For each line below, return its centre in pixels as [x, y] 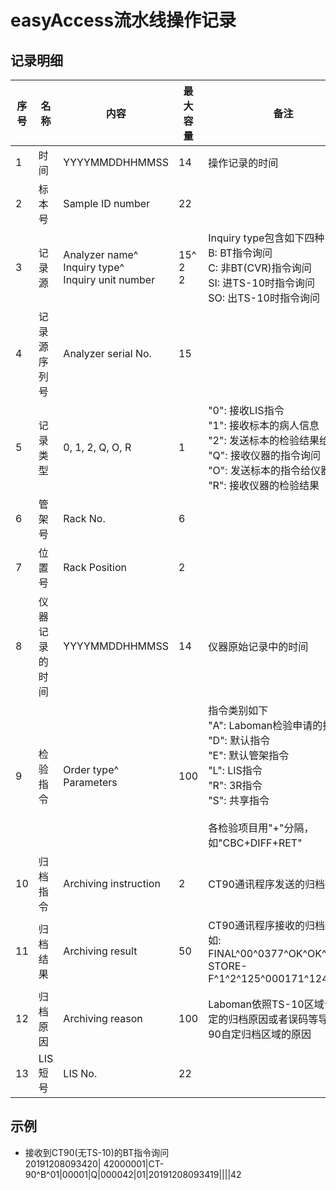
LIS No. [80, 1073]
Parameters [90, 782]
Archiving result [100, 951]
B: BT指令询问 [240, 253]
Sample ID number [107, 203]
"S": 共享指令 [239, 800]
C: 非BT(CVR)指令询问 [260, 268]
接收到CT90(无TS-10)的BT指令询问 [97, 1152]
